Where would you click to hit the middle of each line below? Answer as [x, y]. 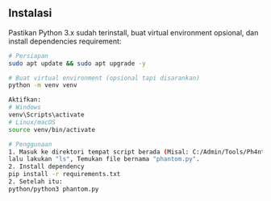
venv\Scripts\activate [46, 115]
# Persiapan [28, 55]
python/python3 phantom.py [54, 189]
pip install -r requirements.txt [65, 174]
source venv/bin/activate [52, 129]
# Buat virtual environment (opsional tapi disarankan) [104, 78]
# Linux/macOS [32, 122]
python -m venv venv [43, 85]
